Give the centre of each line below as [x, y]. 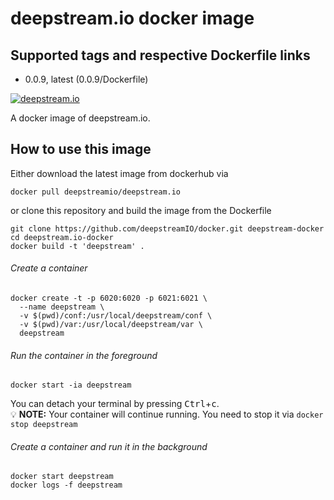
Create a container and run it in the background [109, 446]
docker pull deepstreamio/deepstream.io [96, 192]
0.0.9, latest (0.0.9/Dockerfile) [86, 79]
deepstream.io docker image [132, 18]
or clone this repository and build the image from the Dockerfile [141, 210]
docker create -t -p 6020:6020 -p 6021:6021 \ [109, 298]
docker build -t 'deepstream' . [77, 246]
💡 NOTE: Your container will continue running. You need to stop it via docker [167, 414]
